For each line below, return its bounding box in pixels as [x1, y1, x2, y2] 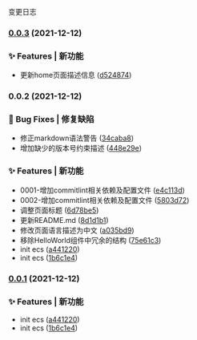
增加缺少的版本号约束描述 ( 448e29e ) [19, 144, 143, 153]
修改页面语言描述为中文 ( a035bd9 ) [19, 225, 135, 235]
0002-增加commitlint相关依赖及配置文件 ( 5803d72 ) [19, 195, 190, 204]
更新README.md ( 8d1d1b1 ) [19, 215, 110, 225]
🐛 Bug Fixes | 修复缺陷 [8, 114, 94, 125]
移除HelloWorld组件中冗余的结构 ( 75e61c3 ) [19, 235, 162, 245]
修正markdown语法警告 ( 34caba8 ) [19, 133, 135, 143]
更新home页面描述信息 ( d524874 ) [19, 71, 132, 80]
